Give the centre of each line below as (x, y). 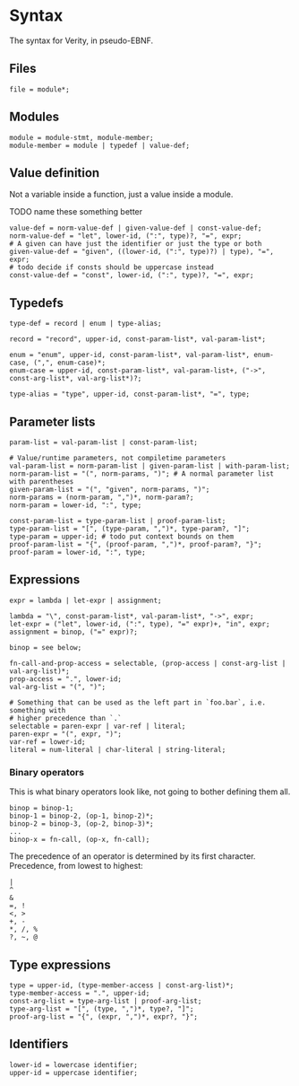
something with (38, 710)
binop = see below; (46, 647)
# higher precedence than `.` (66, 718)
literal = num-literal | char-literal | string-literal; (118, 749)
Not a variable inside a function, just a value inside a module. (121, 195)
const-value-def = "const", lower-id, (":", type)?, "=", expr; (132, 276)
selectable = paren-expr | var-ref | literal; (98, 726)
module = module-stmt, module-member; (81, 137)
